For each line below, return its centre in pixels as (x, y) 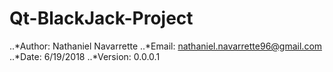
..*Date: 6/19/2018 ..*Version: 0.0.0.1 (85, 56)
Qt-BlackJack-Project (101, 18)
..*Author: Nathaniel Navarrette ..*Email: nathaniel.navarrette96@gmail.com (166, 46)
